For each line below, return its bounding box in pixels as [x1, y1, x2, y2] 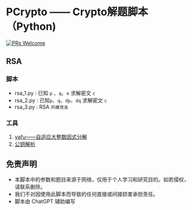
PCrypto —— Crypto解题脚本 [6, 5, 148, 19]
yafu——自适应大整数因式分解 [14, 133, 87, 140]
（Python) [6, 20, 57, 33]
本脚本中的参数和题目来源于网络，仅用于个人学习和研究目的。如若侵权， [14, 176, 189, 183]
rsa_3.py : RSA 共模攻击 [14, 103, 68, 110]
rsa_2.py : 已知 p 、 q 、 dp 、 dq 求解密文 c [14, 97, 107, 104]
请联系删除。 [14, 183, 46, 190]
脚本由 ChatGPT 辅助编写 [14, 198, 76, 205]
